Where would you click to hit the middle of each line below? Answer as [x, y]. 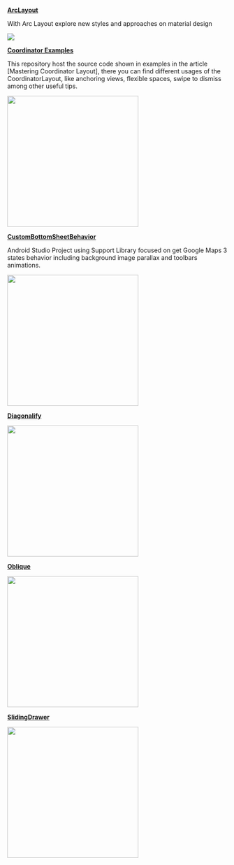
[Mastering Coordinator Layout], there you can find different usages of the [114, 71]
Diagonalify [24, 416]
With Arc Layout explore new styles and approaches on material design [110, 23]
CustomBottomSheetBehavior [52, 237]
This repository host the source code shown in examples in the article [108, 64]
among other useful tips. [43, 86]
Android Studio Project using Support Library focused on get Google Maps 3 [117, 250]
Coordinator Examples [41, 50]
